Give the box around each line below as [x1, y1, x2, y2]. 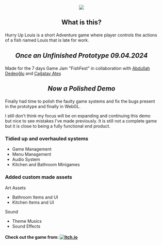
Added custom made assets [5, 174, 72, 181]
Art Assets [5, 184, 26, 191]
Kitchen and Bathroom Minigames [12, 162, 80, 168]
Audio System [12, 156, 40, 162]
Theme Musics [12, 218, 42, 224]
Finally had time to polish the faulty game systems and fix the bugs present [5, 98, 155, 104]
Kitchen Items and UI [12, 199, 54, 205]
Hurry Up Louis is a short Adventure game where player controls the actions [5, 32, 158, 38]
